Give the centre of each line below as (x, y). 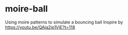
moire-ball (27, 9)
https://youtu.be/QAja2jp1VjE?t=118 (40, 27)
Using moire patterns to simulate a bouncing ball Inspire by (64, 22)
